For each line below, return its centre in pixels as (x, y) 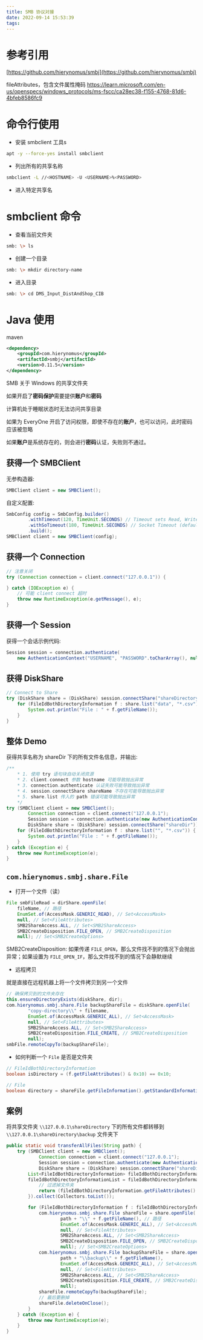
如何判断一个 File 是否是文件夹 (54, 1057)
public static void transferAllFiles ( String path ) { (74, 1146)
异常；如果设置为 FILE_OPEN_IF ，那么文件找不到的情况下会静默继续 (89, 957)
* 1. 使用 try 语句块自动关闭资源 (56, 774)
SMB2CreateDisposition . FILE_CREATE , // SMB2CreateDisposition (108, 1033)
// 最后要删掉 (54, 1298)
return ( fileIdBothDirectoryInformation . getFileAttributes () (117, 1191)
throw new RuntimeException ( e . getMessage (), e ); (79, 599)
